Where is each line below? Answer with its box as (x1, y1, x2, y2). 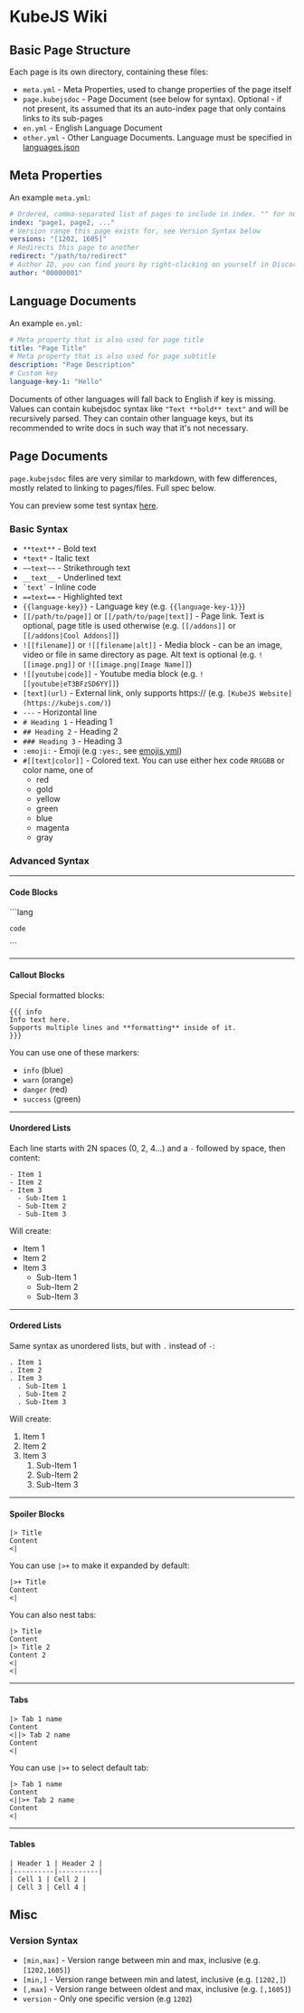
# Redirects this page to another (9, 243, 140, 253)
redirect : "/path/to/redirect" (9, 252, 128, 261)
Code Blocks (9, 886, 59, 898)
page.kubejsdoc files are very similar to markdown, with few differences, (9, 473, 278, 484)
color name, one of (22, 764, 94, 775)
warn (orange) (22, 1074, 74, 1084)
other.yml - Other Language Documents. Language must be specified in (22, 132, 292, 142)
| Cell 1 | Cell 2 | (9, 1874, 88, 1883)
